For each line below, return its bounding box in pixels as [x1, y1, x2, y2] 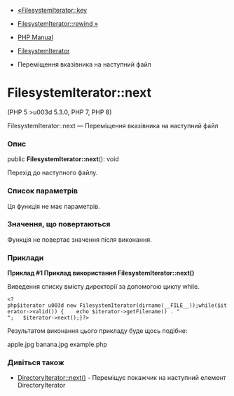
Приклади [7, 252, 44, 262]
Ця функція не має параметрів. [7, 202, 100, 210]
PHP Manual [17, 33, 54, 41]
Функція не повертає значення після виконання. [7, 235, 152, 244]
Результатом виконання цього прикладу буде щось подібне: [7, 327, 188, 335]
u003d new [48, 302, 77, 309]
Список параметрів [7, 186, 78, 196]
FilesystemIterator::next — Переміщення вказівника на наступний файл [7, 121, 219, 130]
